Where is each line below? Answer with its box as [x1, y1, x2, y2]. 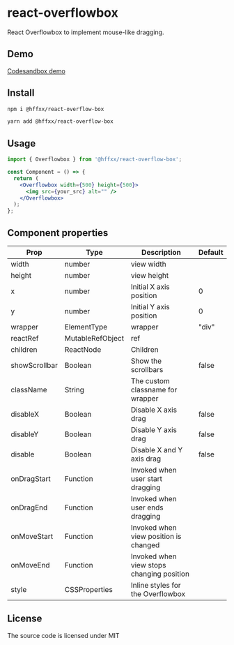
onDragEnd [10, 503, 48, 512]
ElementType [64, 322, 108, 332]
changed [130, 540, 160, 549]
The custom [130, 376, 171, 385]
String [64, 385, 85, 394]
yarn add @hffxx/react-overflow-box [7, 118, 114, 125]
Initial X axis [130, 281, 171, 291]
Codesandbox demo [7, 66, 66, 75]
